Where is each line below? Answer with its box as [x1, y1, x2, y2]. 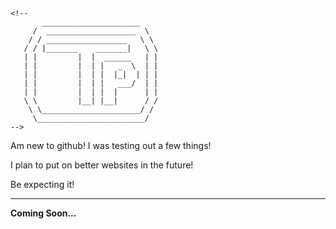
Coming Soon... [10, 207, 77, 219]
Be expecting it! [10, 179, 75, 190]
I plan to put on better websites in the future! [10, 159, 194, 171]
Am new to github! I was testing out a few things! [10, 140, 212, 151]
